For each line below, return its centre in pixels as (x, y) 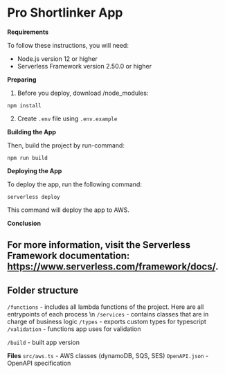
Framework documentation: (69, 256)
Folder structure (43, 290)
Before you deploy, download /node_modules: (83, 93)
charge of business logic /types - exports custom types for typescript (107, 322)
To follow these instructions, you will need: (68, 45)
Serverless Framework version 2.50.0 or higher (84, 66)
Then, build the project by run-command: (66, 145)
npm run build (28, 158)
